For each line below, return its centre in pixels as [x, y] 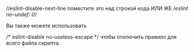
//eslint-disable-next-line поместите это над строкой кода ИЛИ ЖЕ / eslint [97, 8]
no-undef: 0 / [21, 14]
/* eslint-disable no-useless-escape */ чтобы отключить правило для [91, 37]
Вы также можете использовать [46, 26]
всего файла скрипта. [33, 43]
